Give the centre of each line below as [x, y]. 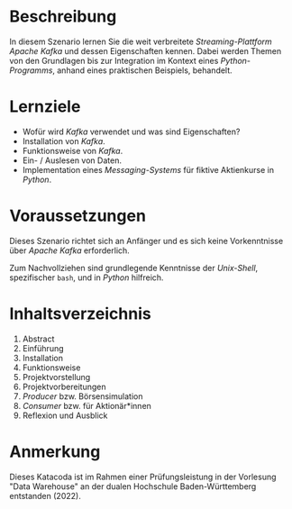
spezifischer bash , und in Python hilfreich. [87, 277]
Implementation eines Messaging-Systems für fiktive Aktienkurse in [148, 169]
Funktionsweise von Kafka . [73, 150]
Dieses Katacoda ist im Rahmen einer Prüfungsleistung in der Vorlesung [143, 477]
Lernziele [45, 107]
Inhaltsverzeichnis [80, 314]
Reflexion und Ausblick [65, 415]
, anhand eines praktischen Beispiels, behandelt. [142, 70]
